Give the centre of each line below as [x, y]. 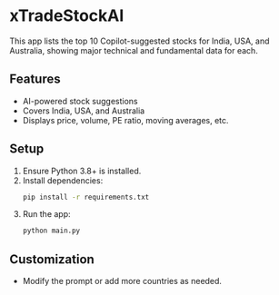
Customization [52, 259]
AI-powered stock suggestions [80, 101]
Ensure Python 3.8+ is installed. [82, 171]
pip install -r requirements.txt [86, 197]
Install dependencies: [63, 180]
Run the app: [46, 214]
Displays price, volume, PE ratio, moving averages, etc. [125, 120]
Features [35, 79]
